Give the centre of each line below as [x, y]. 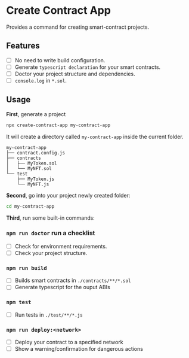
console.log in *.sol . [41, 80]
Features [23, 46]
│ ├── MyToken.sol [32, 163]
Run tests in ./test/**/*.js [49, 314]
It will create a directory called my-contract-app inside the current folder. [95, 136]
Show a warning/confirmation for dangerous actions [79, 349]
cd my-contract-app [30, 206]
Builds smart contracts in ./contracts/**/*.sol [73, 280]
